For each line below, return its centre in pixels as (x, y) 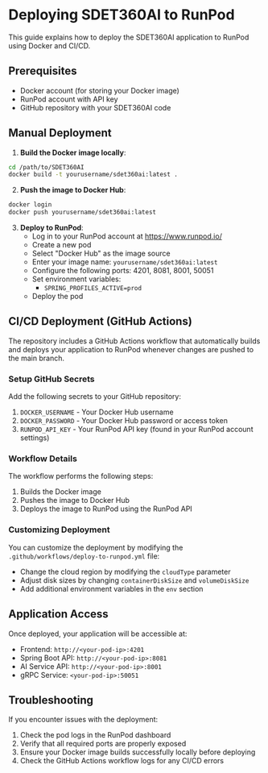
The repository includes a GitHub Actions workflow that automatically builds (134, 341)
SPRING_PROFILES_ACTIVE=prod (93, 289)
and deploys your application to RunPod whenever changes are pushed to (131, 349)
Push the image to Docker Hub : (73, 190)
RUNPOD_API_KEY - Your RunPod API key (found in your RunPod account (136, 430)
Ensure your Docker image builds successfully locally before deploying (138, 752)
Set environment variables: (76, 279)
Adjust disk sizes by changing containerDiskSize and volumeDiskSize (134, 580)
